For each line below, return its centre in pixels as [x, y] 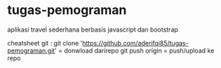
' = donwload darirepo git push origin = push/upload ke [135, 50]
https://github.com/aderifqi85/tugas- [135, 43]
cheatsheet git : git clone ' [45, 43]
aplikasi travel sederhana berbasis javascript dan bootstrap [93, 29]
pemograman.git [31, 50]
